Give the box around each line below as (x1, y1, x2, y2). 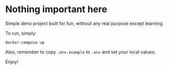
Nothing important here (5, 4, 108, 15)
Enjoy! (5, 58, 19, 64)
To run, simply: (5, 30, 37, 36)
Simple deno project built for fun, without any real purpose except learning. (5, 20, 164, 26)
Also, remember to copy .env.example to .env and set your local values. (5, 49, 156, 55)
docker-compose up (5, 40, 45, 45)
